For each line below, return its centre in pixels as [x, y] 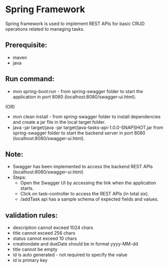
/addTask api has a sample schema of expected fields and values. [89, 199]
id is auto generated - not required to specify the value [70, 255]
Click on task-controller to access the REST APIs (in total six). [85, 194]
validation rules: [32, 215]
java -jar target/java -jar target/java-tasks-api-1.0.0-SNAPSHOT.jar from [88, 127]
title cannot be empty [35, 250]
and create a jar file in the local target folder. [59, 122]
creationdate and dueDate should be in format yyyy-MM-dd [75, 244]
